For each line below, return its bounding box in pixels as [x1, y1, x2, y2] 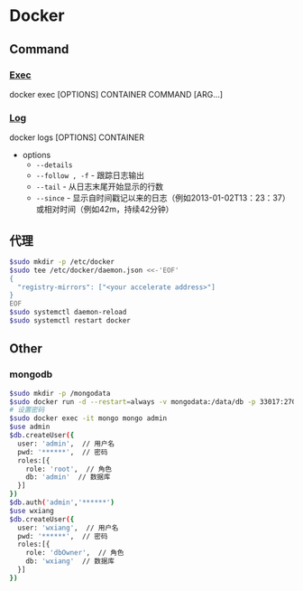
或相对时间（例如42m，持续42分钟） [35, 204, 174, 215]
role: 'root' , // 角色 [25, 464, 113, 474]
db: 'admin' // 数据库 [25, 473, 111, 482]
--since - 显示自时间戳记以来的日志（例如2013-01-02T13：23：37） [35, 192, 290, 203]
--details [35, 161, 74, 170]
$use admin [9, 422, 50, 432]
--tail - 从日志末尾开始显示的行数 [35, 182, 164, 192]
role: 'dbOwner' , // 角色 [25, 549, 124, 558]
